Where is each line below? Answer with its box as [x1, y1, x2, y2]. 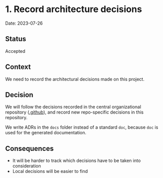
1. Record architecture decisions [5, 4, 142, 15]
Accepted [5, 48, 26, 54]
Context [5, 63, 31, 71]
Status [5, 35, 27, 43]
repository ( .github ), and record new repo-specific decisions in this [5, 109, 144, 115]
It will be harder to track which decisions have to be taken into [12, 157, 141, 164]
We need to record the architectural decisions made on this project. [5, 76, 144, 82]
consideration [12, 163, 41, 169]
